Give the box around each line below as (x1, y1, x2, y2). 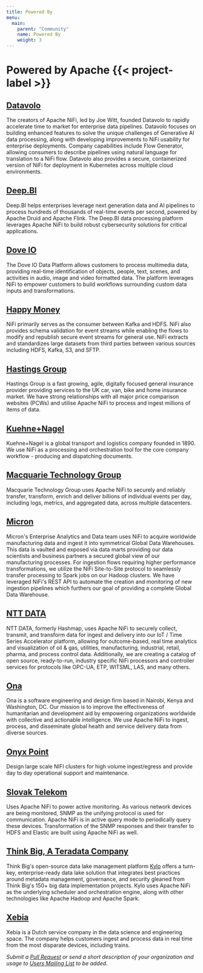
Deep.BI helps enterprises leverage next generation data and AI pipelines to (6, 202, 195, 209)
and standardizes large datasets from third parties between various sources (6, 340, 196, 347)
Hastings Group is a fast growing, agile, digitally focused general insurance (6, 380, 194, 387)
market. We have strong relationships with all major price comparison (6, 393, 179, 401)
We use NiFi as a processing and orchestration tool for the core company (6, 446, 189, 453)
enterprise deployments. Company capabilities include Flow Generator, (6, 142, 184, 149)
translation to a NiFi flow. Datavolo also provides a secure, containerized (6, 155, 187, 162)
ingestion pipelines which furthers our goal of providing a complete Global (6, 584, 192, 592)
